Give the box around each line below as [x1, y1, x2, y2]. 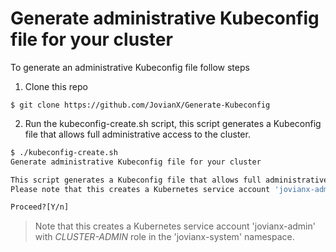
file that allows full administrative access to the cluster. [24, 128, 251, 140]
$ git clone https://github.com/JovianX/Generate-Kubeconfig [10, 100, 271, 110]
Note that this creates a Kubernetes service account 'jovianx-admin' [34, 220, 316, 232]
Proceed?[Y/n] [10, 202, 70, 212]
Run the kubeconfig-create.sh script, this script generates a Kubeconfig [24, 117, 322, 129]
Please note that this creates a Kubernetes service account [10, 184, 271, 194]
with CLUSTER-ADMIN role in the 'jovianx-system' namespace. [34, 231, 295, 243]
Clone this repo [24, 80, 88, 92]
